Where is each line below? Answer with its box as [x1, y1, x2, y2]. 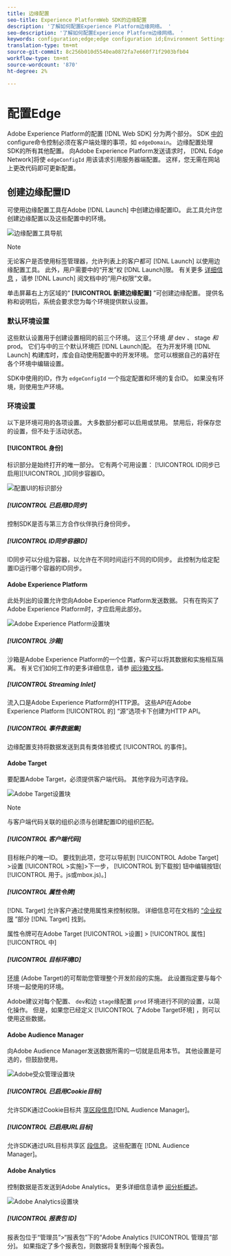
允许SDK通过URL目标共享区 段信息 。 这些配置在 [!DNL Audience [7, 1142, 190, 1150]
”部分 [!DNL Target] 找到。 [14, 915, 89, 923]
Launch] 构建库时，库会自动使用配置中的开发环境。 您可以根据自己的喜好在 [7, 351, 221, 359]
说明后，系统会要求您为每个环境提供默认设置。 [19, 298, 152, 306]
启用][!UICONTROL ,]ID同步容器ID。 [7, 469, 109, 477]
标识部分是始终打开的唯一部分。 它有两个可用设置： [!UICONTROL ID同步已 [7, 461, 221, 469]
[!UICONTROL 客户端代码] [7, 834, 81, 843]
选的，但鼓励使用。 [7, 1056, 62, 1064]
